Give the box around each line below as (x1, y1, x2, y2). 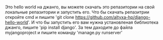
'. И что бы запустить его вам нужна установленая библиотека (28, 19, 159, 25)
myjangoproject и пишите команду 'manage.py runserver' (5, 30, 123, 35)
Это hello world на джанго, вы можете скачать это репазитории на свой (5, 4, 155, 10)
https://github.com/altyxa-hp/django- (75, 14, 151, 20)
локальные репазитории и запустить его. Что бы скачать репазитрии (5, 9, 149, 15)
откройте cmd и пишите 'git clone (5, 14, 74, 20)
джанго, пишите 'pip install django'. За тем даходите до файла (5, 25, 133, 30)
